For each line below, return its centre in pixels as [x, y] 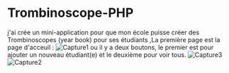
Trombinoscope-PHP [71, 13]
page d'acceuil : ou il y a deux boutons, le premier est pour [111, 47]
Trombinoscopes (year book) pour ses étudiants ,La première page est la [114, 39]
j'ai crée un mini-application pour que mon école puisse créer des [104, 32]
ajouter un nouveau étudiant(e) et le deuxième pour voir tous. [97, 55]
